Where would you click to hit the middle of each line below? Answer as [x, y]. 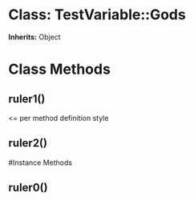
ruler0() [28, 188]
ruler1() [27, 99]
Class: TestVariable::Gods [97, 15]
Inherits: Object [35, 37]
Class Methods [59, 69]
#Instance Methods [40, 163]
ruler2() [28, 143]
